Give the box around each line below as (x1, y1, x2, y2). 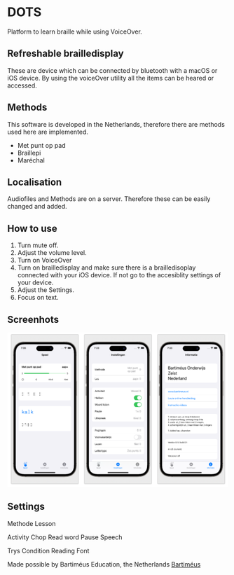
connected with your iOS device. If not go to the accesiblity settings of (17, 271, 221, 279)
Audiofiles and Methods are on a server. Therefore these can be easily (7, 195, 211, 203)
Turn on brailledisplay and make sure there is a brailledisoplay (17, 263, 196, 272)
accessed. (7, 81, 37, 90)
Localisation (7, 176, 62, 188)
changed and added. (7, 202, 68, 211)
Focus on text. (17, 293, 59, 302)
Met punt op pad (17, 141, 66, 149)
